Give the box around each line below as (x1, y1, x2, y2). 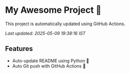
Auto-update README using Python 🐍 (12, 58, 90, 64)
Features (5, 44, 33, 53)
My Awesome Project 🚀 (5, 4, 102, 16)
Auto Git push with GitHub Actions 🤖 (12, 63, 86, 69)
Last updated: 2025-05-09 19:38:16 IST (5, 30, 86, 36)
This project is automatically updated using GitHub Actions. (5, 21, 126, 27)
